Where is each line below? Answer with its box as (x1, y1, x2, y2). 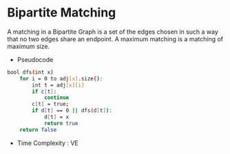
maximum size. (7, 42, 50, 50)
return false (19, 126, 57, 133)
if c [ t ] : (32, 88, 57, 95)
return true (43, 120, 79, 126)
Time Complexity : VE (17, 139, 79, 147)
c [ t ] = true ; (32, 101, 70, 108)
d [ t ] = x (43, 113, 70, 121)
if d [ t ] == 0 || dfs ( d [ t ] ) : (32, 107, 112, 114)
